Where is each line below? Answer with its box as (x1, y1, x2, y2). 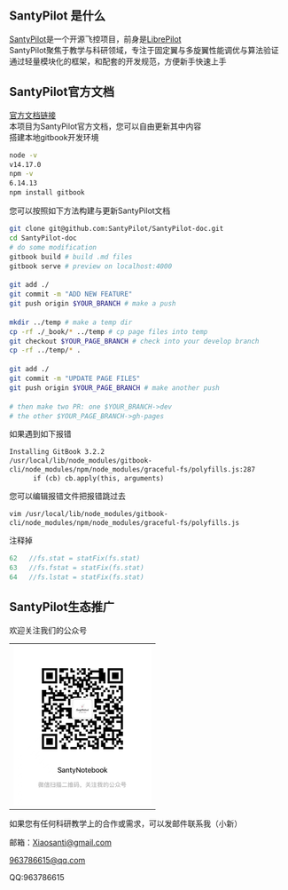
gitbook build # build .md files (9, 252, 133, 261)
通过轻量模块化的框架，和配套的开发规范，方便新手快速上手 (9, 56, 227, 67)
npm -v (9, 170, 34, 179)
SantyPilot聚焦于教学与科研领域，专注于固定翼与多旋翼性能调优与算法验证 (9, 44, 279, 55)
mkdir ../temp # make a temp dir (9, 318, 133, 327)
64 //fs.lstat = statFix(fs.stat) (9, 573, 144, 582)
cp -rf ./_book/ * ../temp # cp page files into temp (9, 327, 208, 336)
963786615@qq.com (9, 854, 86, 865)
